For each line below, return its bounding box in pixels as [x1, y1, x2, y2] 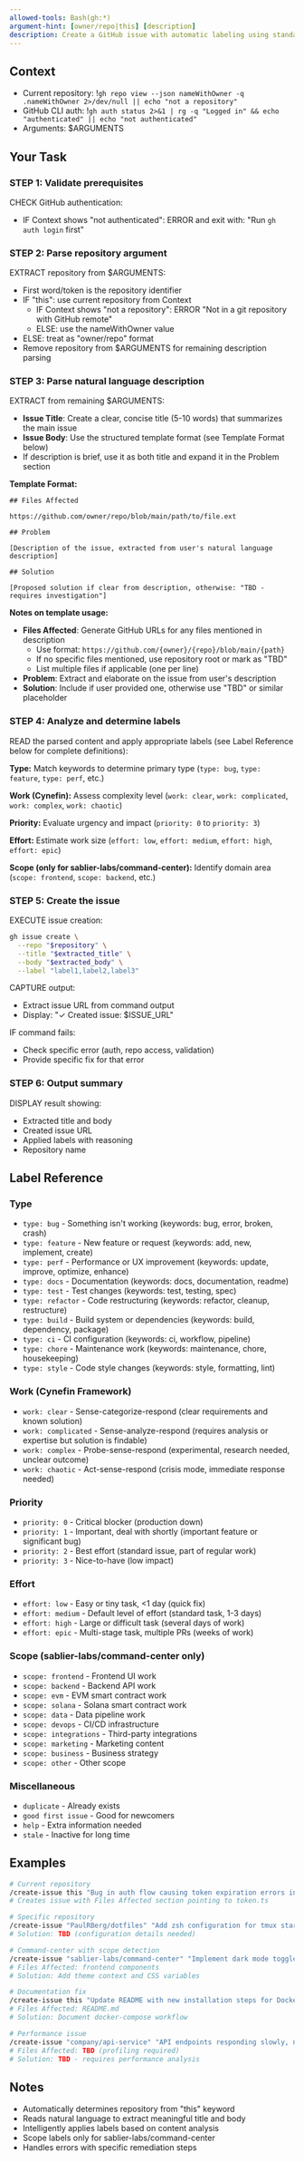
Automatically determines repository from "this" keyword [22, 2104, 235, 2115]
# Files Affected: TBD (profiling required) [9, 2046, 180, 2055]
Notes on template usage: [9, 607, 109, 618]
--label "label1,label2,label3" [17, 966, 140, 975]
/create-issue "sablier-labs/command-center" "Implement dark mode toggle [9, 1954, 298, 1963]
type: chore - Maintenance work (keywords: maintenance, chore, [22, 1343, 267, 1354]
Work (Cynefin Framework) [9, 1385, 132, 1398]
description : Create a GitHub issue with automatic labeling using [9, 30, 270, 39]
